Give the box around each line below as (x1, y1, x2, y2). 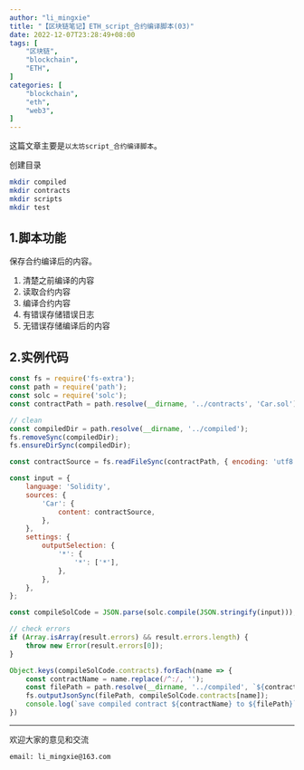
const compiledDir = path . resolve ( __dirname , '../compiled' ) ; (9, 424, 249, 433)
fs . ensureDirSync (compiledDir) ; (9, 441, 131, 450)
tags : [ (9, 38, 39, 48)
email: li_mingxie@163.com (9, 752, 111, 761)
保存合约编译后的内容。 (9, 255, 97, 267)
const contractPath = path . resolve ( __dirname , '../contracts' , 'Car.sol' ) (9, 399, 298, 409)
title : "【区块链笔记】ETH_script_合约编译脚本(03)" (9, 22, 195, 31)
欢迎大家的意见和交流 (9, 734, 89, 745)
